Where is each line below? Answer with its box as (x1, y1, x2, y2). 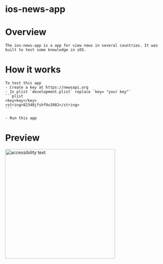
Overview (5, 27, 47, 38)
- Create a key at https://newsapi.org (5, 85, 89, 90)
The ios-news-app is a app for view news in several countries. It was (5, 43, 158, 48)
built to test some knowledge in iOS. (5, 48, 86, 53)
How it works (5, 64, 61, 76)
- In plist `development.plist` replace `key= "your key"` (5, 89, 131, 95)
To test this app (5, 81, 42, 86)
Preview (5, 132, 40, 144)
